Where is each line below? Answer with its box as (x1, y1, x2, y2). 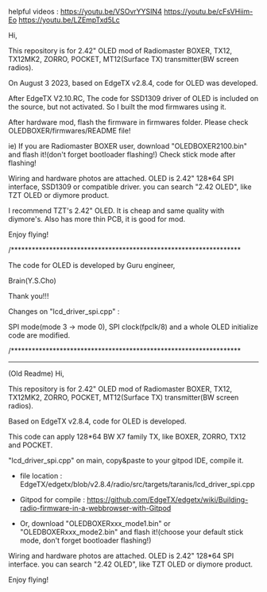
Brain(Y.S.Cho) (8, 276, 57, 285)
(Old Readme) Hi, (8, 369, 65, 378)
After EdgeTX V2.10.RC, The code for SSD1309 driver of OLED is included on (8, 94, 259, 103)
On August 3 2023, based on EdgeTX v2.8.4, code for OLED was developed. (8, 79, 258, 87)
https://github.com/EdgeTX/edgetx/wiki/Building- (87, 495, 249, 504)
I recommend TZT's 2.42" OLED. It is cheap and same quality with (8, 206, 225, 215)
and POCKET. (8, 440, 53, 450)
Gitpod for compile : (19, 495, 86, 504)
